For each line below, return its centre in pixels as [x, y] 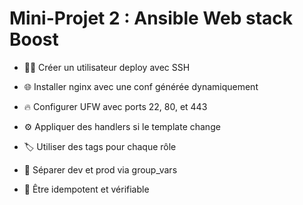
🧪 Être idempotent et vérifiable [86, 189]
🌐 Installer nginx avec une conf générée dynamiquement [141, 86]
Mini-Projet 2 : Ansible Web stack [151, 18]
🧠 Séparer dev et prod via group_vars [100, 169]
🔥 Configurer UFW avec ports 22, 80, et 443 [115, 106]
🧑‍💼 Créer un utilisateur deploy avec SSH [107, 67]
